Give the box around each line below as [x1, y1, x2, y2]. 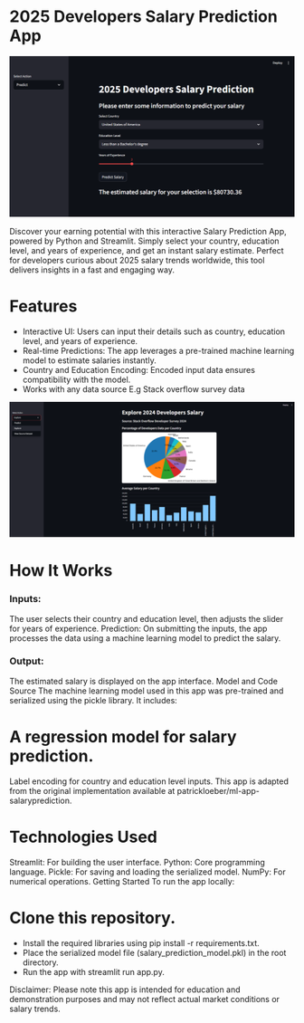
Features [9, 296, 78, 317]
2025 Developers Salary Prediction [9, 6, 278, 27]
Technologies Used [9, 827, 158, 847]
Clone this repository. [9, 907, 176, 928]
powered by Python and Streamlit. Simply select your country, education [9, 235, 280, 246]
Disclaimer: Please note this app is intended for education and [9, 984, 242, 995]
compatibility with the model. [22, 374, 131, 385]
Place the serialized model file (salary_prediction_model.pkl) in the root [22, 947, 287, 958]
